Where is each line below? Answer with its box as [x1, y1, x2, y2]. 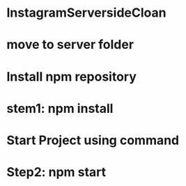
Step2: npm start [6, 164, 107, 180]
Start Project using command [6, 132, 180, 148]
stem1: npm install [6, 100, 114, 116]
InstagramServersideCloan [6, 5, 166, 21]
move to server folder [6, 37, 134, 53]
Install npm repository [6, 68, 137, 84]
